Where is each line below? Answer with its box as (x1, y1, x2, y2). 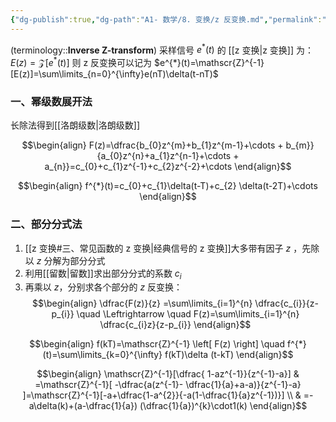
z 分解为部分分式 (36, 254, 106, 266)
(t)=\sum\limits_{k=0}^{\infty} (42, 349, 163, 361)
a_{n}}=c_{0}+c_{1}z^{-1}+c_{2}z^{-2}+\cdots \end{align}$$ (44, 161, 292, 173)
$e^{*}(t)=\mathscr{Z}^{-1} (154, 56, 265, 68)
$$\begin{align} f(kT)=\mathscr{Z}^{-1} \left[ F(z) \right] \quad (29, 338, 286, 350)
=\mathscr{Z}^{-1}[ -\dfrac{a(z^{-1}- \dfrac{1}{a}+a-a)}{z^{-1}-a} (34, 379, 302, 391)
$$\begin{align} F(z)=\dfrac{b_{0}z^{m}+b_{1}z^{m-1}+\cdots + (21, 139, 284, 151)
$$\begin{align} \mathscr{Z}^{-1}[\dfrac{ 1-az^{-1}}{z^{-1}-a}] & (36, 368, 300, 380)
